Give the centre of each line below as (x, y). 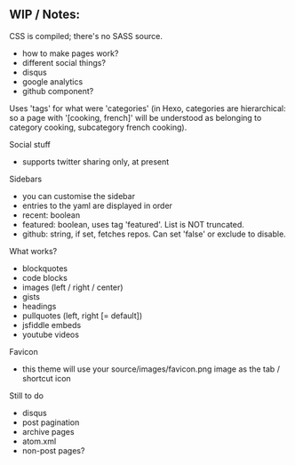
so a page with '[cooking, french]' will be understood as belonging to (136, 117)
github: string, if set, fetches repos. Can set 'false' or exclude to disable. (154, 234)
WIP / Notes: (45, 15)
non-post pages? (53, 450)
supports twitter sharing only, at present (96, 161)
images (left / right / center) (72, 287)
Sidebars (26, 179)
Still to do (27, 396)
